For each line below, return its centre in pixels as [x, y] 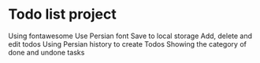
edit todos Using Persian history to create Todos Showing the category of [127, 44]
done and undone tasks [46, 52]
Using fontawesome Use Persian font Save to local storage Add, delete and [130, 36]
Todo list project [62, 14]
